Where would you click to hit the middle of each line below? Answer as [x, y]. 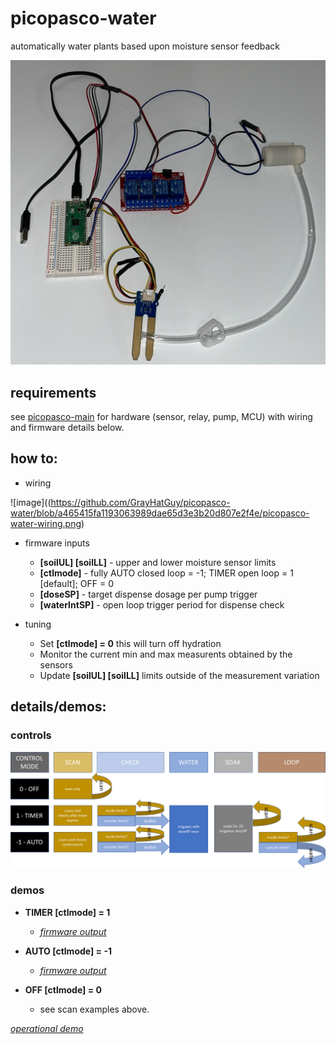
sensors [56, 664]
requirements [53, 392]
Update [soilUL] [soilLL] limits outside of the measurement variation [179, 675]
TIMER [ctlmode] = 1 [67, 912]
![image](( [31, 502]
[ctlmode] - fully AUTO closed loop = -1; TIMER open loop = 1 [166, 573]
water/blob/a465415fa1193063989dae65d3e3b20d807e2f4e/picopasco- [160, 513]
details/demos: [58, 707]
